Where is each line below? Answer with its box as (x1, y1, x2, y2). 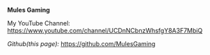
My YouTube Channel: (7, 19, 71, 27)
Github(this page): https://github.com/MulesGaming (7, 40, 156, 47)
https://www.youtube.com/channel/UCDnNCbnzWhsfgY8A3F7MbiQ (7, 27, 203, 34)
